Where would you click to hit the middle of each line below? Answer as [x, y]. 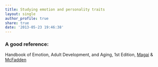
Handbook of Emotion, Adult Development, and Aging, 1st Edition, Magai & [79, 55]
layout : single [20, 14]
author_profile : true [27, 18]
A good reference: [27, 44]
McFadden [16, 60]
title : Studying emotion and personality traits [55, 9]
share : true [17, 23]
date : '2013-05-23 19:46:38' [34, 27]
